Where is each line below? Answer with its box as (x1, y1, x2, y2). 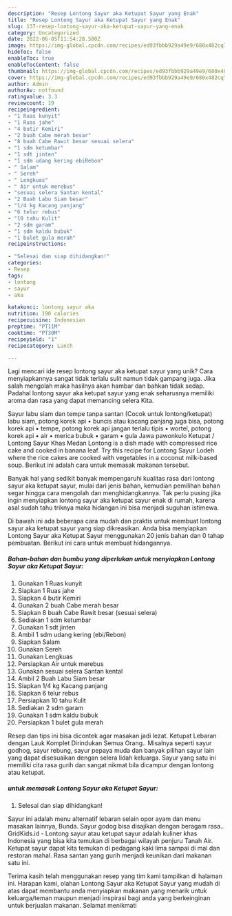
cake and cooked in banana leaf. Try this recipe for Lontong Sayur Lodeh (8, 446, 215, 455)
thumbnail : (8, 67, 39, 74)
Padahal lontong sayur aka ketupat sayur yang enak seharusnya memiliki (8, 389, 214, 397)
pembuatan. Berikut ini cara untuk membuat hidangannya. (8, 539, 172, 548)
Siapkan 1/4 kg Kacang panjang (17, 682, 107, 690)
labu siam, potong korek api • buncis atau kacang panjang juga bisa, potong (8, 417, 224, 426)
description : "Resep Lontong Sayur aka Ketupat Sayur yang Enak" (8, 10, 199, 17)
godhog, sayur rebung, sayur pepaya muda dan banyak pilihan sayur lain (8, 747, 215, 755)
